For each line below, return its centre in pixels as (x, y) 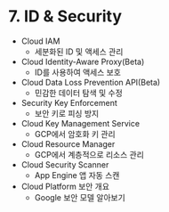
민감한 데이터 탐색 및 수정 (79, 93)
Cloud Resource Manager (68, 143)
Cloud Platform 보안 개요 (65, 186)
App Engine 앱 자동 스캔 (77, 175)
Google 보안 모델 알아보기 (80, 197)
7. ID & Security (65, 16)
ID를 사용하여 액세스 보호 (78, 72)
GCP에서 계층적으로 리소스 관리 (89, 154)
